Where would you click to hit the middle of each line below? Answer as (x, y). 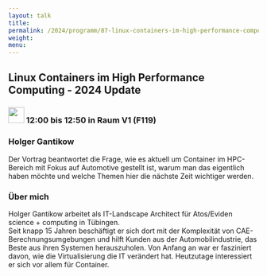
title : (19, 23)
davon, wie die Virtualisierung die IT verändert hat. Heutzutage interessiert (130, 256)
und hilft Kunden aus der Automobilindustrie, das (177, 239)
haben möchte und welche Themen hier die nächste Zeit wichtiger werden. (131, 176)
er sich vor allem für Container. (59, 265)
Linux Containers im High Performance (106, 78)
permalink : (26, 30)
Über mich (29, 196)
